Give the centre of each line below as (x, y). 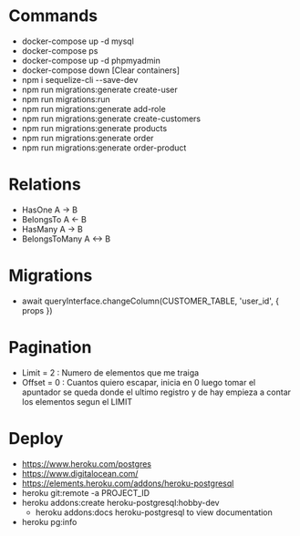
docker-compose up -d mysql (78, 41)
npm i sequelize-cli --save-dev (80, 79)
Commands (53, 16)
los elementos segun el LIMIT (77, 401)
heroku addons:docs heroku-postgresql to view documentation (154, 512)
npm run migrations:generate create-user (100, 89)
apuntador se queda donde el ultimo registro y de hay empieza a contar (156, 392)
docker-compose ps (60, 50)
